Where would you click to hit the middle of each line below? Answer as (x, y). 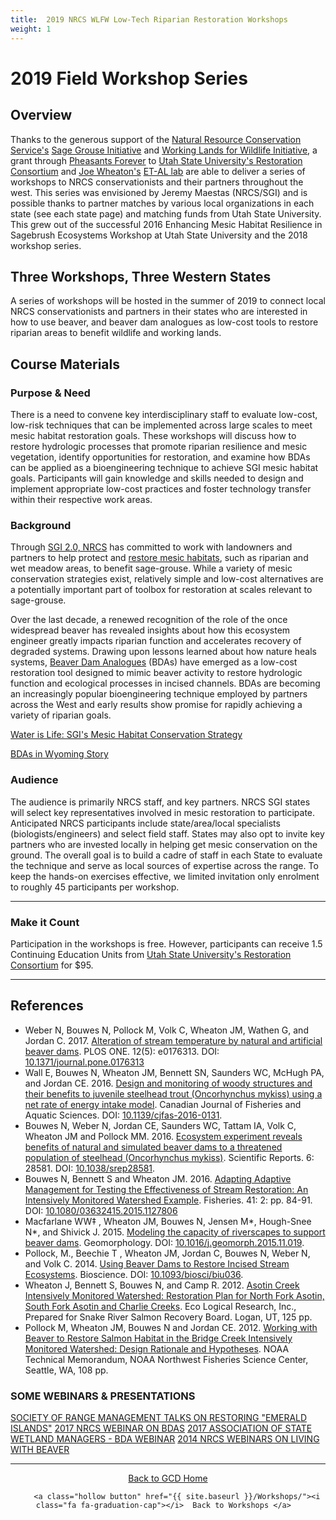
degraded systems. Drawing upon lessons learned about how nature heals (163, 652)
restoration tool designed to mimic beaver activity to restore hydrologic (156, 673)
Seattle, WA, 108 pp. (66, 1370)
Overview (41, 115)
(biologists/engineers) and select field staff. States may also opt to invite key (167, 833)
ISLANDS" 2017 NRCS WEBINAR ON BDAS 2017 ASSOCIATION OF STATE (161, 1428)
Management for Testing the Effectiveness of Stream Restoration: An (166, 1189)
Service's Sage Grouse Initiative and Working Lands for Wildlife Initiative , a (164, 150)
